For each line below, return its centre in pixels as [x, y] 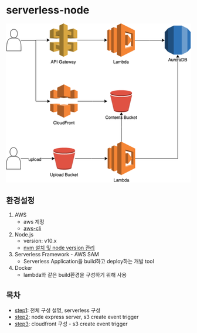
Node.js [24, 235]
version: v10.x [40, 241]
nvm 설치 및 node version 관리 [59, 248]
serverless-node [48, 10]
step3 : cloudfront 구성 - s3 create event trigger [71, 324]
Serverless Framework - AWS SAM [57, 255]
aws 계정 [34, 222]
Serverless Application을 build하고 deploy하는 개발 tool [89, 262]
